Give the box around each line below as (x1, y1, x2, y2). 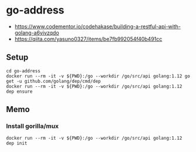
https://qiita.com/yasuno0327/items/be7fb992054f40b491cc (14, 35, 163, 42)
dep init (6, 140, 28, 147)
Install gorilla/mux (6, 122, 59, 130)
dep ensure (6, 89, 33, 94)
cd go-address (6, 68, 41, 74)
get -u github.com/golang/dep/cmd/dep (6, 78, 101, 84)
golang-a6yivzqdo (14, 29, 60, 36)
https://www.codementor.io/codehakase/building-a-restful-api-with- (14, 23, 181, 30)
